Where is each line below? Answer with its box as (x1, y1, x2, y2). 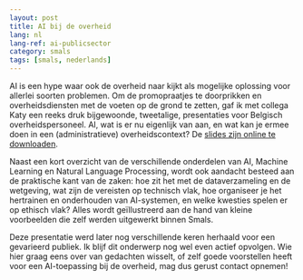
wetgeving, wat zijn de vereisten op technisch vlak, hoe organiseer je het (9, 185, 282, 195)
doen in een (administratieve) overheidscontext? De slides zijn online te (9, 129, 277, 139)
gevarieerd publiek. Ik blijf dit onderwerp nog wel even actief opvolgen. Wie (9, 242, 292, 252)
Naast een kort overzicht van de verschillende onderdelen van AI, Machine (9, 156, 288, 166)
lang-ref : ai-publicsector (9, 38, 112, 48)
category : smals (9, 47, 71, 56)
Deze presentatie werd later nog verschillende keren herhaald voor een (9, 232, 275, 242)
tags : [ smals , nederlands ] (9, 55, 112, 65)
